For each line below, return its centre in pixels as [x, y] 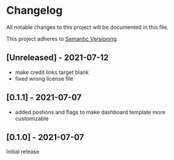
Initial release [23, 152]
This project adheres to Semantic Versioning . [62, 38]
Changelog [34, 11]
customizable [32, 118]
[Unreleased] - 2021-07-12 [57, 58]
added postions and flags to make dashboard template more [90, 112]
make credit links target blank [52, 72]
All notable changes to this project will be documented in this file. [88, 27]
